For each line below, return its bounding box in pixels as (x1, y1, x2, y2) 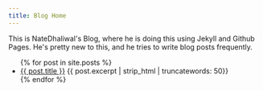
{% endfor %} (19, 74, 67, 84)
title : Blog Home (8, 11, 67, 20)
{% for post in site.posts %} (19, 57, 113, 67)
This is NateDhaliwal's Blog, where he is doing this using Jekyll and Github (8, 34, 255, 43)
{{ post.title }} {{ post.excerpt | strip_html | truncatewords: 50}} (19, 65, 229, 76)
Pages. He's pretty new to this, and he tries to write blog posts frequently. (8, 42, 253, 52)
